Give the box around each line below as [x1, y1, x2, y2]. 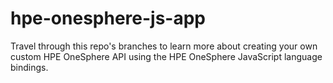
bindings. [10, 61, 49, 73]
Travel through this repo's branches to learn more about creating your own [10, 40, 318, 52]
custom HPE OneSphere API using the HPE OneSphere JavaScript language [10, 50, 323, 62]
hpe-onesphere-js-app [10, 7, 207, 30]
